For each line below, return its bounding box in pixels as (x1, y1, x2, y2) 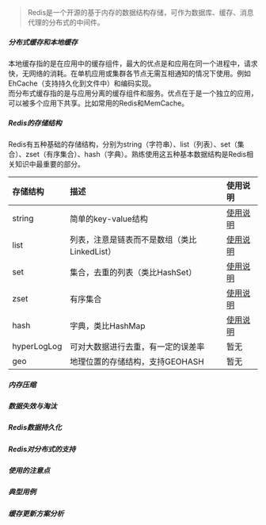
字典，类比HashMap (70, 320, 146, 331)
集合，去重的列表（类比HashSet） (70, 266, 197, 278)
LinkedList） (70, 246, 116, 257)
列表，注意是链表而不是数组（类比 (70, 234, 197, 245)
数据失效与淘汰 (8, 400, 57, 411)
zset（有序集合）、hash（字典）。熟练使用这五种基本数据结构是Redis (25, 149, 247, 159)
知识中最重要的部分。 (14, 159, 85, 169)
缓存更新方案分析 (8, 508, 64, 518)
